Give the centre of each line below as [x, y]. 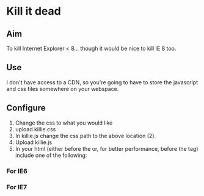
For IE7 [17, 187]
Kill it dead [34, 11]
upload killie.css [35, 129]
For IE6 [17, 171]
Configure [26, 108]
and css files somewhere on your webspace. [63, 89]
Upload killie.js [34, 142]
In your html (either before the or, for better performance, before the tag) [107, 148]
